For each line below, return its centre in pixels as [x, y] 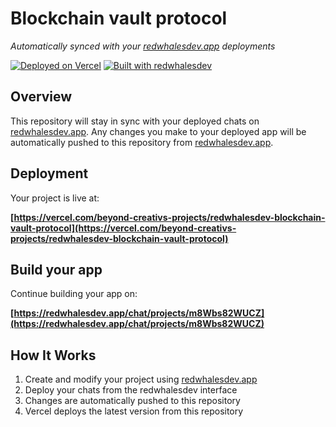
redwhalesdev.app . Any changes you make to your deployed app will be [158, 131]
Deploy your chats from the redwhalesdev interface [131, 390]
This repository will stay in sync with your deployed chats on [135, 121]
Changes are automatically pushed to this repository [132, 401]
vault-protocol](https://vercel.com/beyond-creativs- [123, 228]
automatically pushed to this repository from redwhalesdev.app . [142, 142]
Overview [41, 97]
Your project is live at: [55, 198]
